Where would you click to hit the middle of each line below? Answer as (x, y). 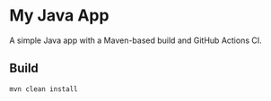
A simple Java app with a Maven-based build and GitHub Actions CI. (135, 40)
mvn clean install (44, 89)
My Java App (59, 16)
